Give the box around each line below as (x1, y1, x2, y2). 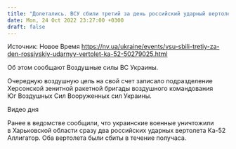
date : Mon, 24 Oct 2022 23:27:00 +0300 (7, 17, 124, 24)
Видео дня (7, 106, 39, 114)
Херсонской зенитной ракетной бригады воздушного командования (7, 85, 214, 93)
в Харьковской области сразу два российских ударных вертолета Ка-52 (7, 127, 226, 135)
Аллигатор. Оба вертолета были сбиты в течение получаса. (7, 134, 187, 142)
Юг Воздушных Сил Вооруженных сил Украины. (7, 92, 152, 100)
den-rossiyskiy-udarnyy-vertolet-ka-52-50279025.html (7, 50, 168, 58)
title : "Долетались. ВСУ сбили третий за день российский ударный (7, 10, 206, 17)
